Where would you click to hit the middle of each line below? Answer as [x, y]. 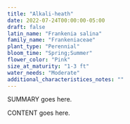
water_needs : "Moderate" [44, 73]
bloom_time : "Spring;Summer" [50, 54]
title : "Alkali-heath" [40, 14]
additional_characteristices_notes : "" [66, 79]
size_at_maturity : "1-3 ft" [48, 66]
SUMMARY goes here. [40, 99]
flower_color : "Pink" [39, 60]
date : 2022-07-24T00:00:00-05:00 [56, 20]
